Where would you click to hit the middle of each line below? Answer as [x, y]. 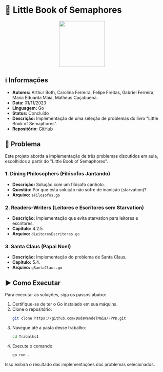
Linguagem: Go [28, 108]
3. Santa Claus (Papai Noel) [38, 247]
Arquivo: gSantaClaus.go [37, 267]
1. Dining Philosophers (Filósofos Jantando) [58, 174]
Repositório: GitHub [32, 129]
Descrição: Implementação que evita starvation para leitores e [75, 218]
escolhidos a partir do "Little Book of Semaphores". [57, 161]
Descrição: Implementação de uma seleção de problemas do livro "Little [85, 118]
